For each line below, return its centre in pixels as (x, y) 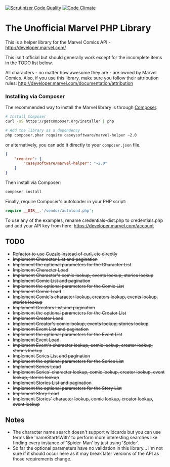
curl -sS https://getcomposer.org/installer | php (60, 121)
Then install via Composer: (33, 182)
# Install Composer (26, 117)
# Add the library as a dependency (43, 130)
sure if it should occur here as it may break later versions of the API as (86, 454)
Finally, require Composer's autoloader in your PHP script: (66, 201)
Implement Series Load (37, 366)
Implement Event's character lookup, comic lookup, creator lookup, (83, 345)
